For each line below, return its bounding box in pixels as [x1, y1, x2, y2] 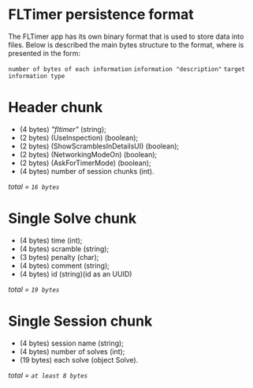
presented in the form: [8, 48, 81, 58]
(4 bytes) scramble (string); [19, 243, 110, 254]
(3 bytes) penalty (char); [19, 252, 99, 262]
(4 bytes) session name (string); [19, 338, 125, 348]
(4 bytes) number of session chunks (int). [19, 166, 155, 175]
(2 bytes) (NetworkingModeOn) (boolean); [19, 149, 158, 159]
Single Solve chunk [8, 209, 136, 228]
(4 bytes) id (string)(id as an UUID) [19, 269, 132, 278]
